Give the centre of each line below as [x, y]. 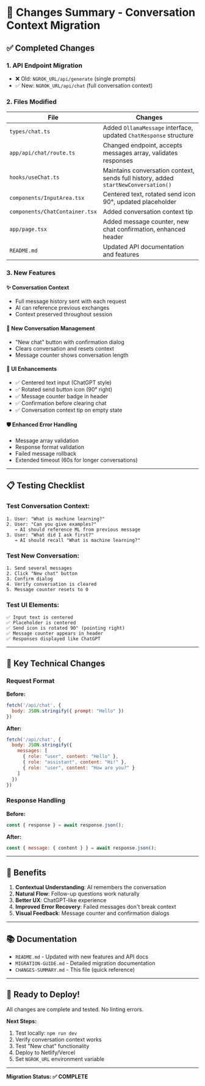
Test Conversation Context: [48, 506]
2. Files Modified [31, 101]
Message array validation [47, 440]
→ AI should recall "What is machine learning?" [77, 540]
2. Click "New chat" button [42, 574]
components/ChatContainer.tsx [53, 212]
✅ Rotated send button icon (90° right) [64, 389]
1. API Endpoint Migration [45, 65]
